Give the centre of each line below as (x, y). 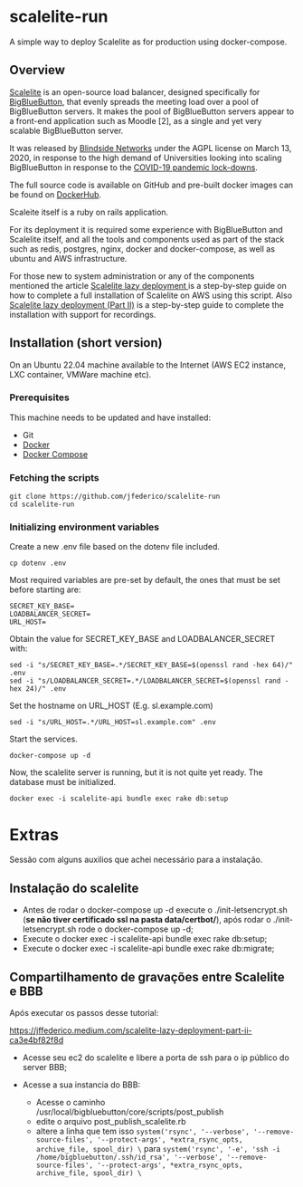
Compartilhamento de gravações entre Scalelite (147, 976)
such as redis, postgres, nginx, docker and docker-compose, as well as (142, 249)
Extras (34, 834)
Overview (38, 70)
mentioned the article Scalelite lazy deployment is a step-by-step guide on (148, 285)
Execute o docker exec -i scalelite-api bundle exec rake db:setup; (145, 939)
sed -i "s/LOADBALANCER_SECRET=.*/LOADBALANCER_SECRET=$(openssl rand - (149, 681)
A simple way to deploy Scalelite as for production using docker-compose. (148, 42)
